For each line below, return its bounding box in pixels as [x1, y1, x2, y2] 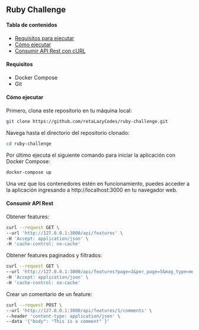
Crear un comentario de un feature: [6, 290, 93, 297]
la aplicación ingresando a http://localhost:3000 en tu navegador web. [6, 186, 178, 193]
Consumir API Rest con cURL [14, 47, 86, 54]
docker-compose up [6, 169, 52, 175]
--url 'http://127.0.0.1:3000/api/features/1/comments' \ [6, 307, 152, 313]
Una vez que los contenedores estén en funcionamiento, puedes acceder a [6, 180, 190, 187]
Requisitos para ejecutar [14, 34, 75, 42]
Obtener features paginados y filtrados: [6, 252, 102, 259]
